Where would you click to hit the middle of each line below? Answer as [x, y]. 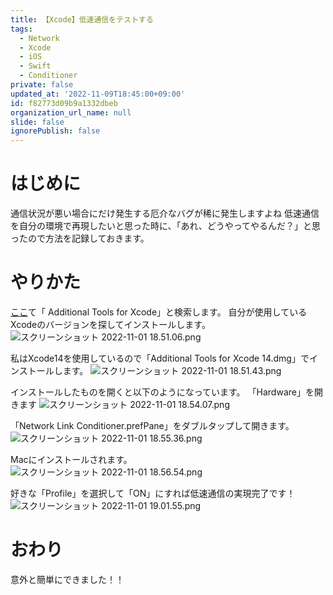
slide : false [37, 122]
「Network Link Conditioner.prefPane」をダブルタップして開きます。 [152, 425]
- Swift [35, 66]
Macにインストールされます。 [71, 459]
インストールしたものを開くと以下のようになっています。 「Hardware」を [162, 392]
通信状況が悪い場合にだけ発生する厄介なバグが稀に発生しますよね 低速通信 [165, 213]
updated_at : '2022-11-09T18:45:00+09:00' [98, 94]
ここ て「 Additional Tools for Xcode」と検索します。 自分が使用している [159, 312]
